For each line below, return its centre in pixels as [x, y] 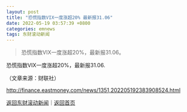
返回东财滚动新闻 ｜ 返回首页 [41, 103]
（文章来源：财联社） [33, 78]
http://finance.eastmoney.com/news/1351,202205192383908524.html [93, 90]
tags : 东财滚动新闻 [28, 35]
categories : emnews [31, 29]
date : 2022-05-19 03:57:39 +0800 [48, 23]
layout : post [23, 12]
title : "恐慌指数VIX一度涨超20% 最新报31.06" [60, 18]
